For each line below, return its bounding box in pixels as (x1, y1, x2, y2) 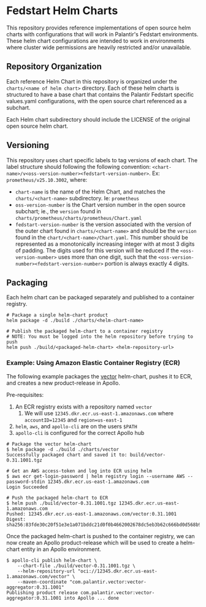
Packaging (6, 277, 48, 288)
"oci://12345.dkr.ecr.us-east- (77, 568, 158, 574)
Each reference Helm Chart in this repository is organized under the (6, 77, 177, 85)
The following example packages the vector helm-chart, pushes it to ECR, (6, 372, 193, 380)
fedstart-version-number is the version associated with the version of (15, 221, 192, 228)
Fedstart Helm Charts (6, 4, 118, 18)
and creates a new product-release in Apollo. (6, 379, 121, 386)
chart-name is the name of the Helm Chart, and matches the (15, 188, 166, 195)
